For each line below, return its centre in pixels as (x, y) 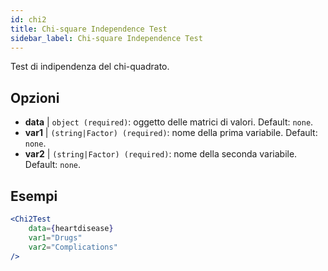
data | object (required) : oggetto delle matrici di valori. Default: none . (169, 122)
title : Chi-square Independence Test (89, 29)
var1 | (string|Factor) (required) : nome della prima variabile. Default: (171, 133)
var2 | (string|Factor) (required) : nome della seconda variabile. (161, 154)
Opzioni (35, 97)
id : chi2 (28, 19)
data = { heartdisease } (71, 228)
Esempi (34, 196)
